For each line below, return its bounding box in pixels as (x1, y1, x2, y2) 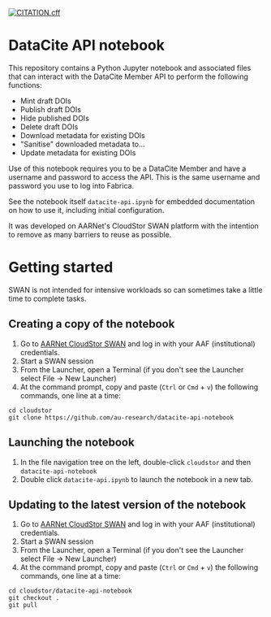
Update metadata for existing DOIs (19, 147, 136, 158)
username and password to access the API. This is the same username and (8, 172, 260, 182)
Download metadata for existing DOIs (19, 130, 146, 140)
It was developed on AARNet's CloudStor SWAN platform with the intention (8, 220, 260, 231)
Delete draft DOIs (19, 122, 79, 132)
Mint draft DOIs (19, 96, 71, 106)
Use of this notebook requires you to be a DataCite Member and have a (8, 163, 247, 173)
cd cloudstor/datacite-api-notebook (8, 587, 132, 595)
